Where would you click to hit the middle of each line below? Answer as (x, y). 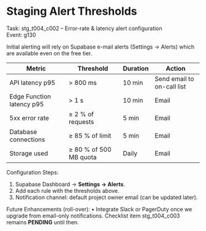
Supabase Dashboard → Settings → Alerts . (70, 184)
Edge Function (30, 96)
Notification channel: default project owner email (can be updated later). (106, 197)
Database (23, 131)
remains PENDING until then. (43, 222)
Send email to (174, 79)
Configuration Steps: (32, 172)
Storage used (29, 153)
